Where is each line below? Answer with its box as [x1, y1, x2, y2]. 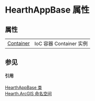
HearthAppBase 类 [5, 84, 42, 90]
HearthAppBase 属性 [5, 4, 90, 16]
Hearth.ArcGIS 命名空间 [5, 90, 52, 96]
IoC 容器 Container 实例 [34, 40, 88, 47]
